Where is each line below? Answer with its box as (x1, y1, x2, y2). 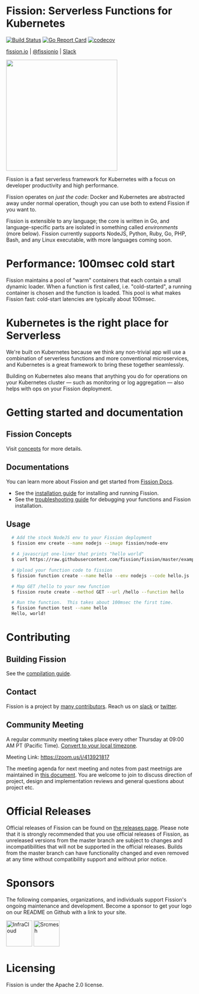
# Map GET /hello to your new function (11, 583, 110, 589)
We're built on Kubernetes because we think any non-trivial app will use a (6, 348, 186, 355)
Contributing (6, 631, 70, 644)
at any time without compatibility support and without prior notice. (6, 855, 168, 862)
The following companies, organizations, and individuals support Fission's (6, 896, 187, 903)
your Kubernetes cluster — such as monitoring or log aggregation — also (6, 379, 185, 386)
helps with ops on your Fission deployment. (6, 385, 113, 392)
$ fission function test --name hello (11, 605, 108, 611)
